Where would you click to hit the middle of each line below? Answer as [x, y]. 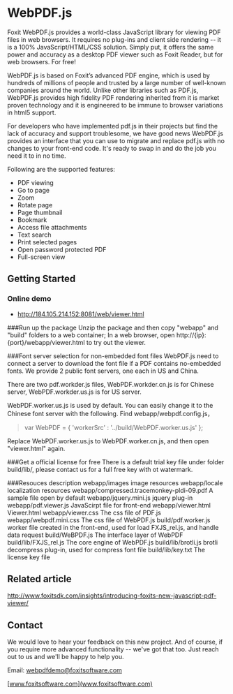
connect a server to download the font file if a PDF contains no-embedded [114, 363]
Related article [39, 579]
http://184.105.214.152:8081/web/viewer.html [81, 314]
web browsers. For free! [42, 61]
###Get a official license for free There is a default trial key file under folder [116, 462]
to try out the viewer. [116, 342]
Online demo [29, 299]
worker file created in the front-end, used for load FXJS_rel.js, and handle [113, 527]
